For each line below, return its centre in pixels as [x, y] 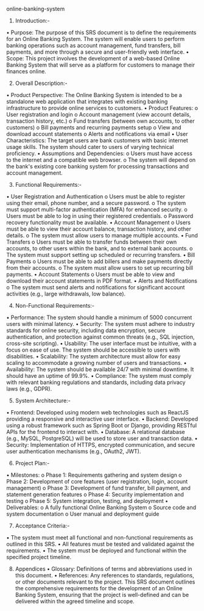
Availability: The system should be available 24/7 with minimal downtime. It [100, 369]
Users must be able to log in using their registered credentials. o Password [100, 216]
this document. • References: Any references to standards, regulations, [104, 575]
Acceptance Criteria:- [42, 526]
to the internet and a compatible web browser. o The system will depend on [101, 160]
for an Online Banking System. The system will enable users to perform [95, 39]
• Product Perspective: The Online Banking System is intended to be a [94, 95]
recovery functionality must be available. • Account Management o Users [98, 222]
